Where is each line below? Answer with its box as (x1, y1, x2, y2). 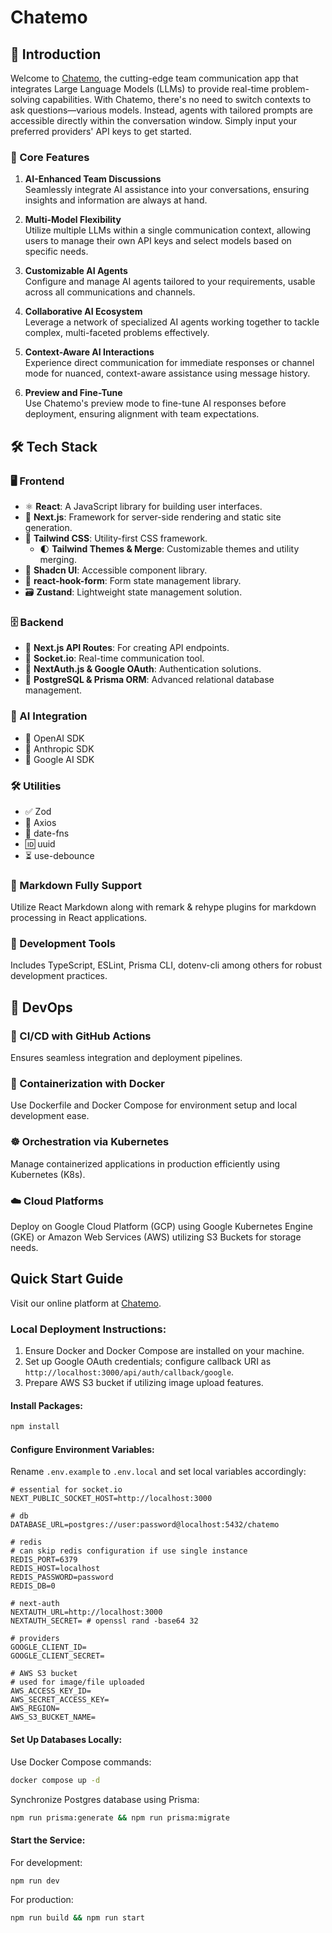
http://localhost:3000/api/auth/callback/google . (24, 1366, 235, 1378)
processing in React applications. (10, 912, 148, 924)
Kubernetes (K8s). (10, 1168, 86, 1180)
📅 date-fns (24, 827, 70, 839)
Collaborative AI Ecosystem (24, 306, 143, 318)
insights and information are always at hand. (24, 194, 208, 206)
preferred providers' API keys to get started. (10, 126, 192, 137)
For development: (10, 1856, 83, 1868)
